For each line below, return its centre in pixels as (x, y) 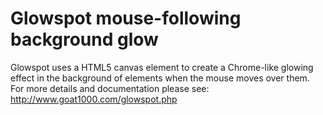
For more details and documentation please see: (110, 88)
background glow (84, 39)
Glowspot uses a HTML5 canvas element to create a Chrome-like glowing (162, 67)
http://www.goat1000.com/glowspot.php (94, 99)
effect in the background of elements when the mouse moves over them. (160, 78)
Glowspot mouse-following (126, 18)
